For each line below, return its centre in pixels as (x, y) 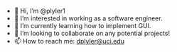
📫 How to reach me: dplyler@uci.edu (69, 41)
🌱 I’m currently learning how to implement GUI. (82, 26)
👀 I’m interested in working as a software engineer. (88, 18)
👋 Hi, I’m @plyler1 (40, 11)
